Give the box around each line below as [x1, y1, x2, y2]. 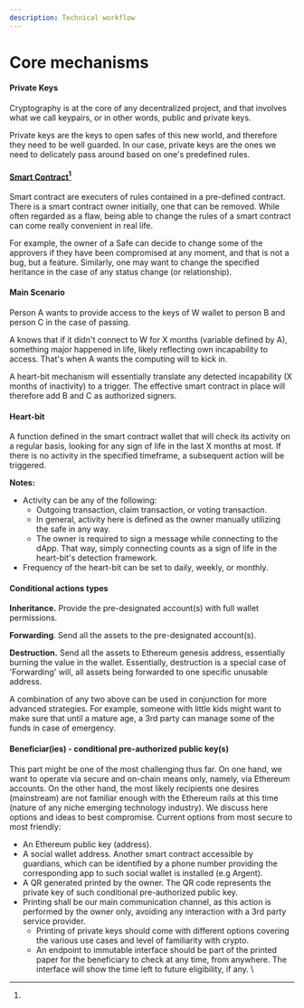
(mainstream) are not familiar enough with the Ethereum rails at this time [9, 792, 279, 803]
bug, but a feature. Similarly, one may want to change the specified [9, 257, 260, 268]
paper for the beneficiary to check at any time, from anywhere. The [35, 954, 288, 965]
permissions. [9, 612, 58, 624]
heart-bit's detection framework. [35, 552, 158, 563]
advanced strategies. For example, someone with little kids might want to [9, 703, 282, 714]
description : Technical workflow [9, 13, 136, 23]
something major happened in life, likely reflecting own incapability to [9, 344, 269, 355]
